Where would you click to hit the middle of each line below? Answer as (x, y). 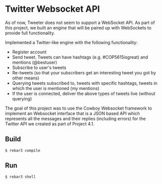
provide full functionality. (30, 33)
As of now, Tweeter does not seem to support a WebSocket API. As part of (80, 23)
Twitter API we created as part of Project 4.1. (50, 124)
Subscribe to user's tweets (39, 68)
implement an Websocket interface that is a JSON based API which (72, 113)
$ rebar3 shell (20, 177)
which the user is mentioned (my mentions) (56, 88)
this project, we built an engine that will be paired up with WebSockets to (78, 27)
